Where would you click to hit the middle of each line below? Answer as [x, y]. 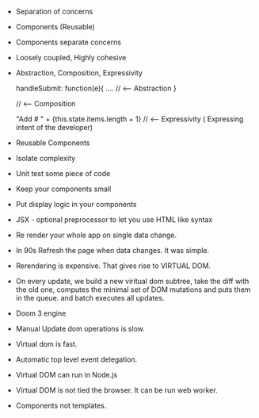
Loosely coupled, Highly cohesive [71, 58]
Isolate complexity [46, 158]
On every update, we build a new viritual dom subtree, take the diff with [132, 281]
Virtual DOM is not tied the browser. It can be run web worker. [116, 390]
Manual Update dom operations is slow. [80, 329]
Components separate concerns [68, 42]
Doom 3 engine [41, 313]
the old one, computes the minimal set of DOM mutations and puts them [133, 290]
